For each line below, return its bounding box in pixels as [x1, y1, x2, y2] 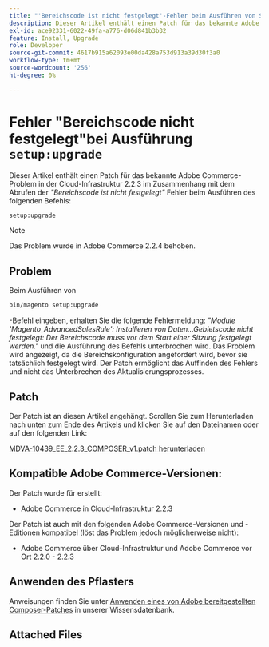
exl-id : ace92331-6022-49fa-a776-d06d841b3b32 [9, 26, 167, 34]
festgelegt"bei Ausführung [9, 130, 193, 148]
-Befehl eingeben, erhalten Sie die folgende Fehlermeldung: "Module [9, 315, 236, 325]
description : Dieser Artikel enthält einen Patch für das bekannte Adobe [9, 19, 260, 27]
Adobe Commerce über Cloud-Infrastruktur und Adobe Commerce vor [20, 543, 252, 553]
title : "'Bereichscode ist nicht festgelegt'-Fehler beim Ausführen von [9, 11, 256, 20]
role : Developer [9, 42, 63, 50]
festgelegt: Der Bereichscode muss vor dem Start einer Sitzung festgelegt [9, 333, 252, 343]
